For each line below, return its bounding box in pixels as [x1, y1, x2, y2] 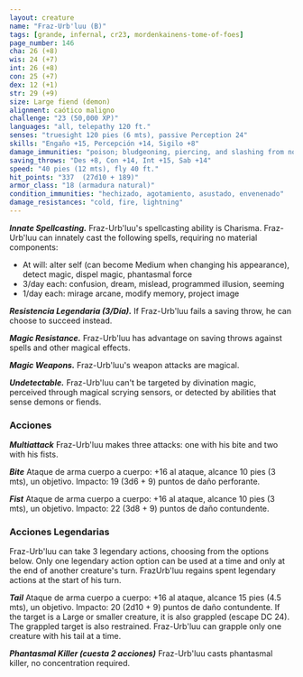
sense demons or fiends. [9, 396, 102, 407]
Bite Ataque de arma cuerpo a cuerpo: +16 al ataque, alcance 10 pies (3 [9, 467, 277, 478]
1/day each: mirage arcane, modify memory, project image [22, 288, 240, 299]
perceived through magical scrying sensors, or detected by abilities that [9, 386, 277, 397]
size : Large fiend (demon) [9, 97, 111, 107]
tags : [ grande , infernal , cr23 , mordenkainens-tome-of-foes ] [9, 30, 244, 39]
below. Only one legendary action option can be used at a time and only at [9, 556, 286, 567]
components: [9, 241, 59, 253]
